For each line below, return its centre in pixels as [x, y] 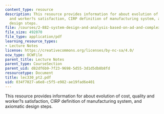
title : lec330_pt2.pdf [28, 77]
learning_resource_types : [31, 41]
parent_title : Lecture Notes [35, 59]
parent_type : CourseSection [34, 64]
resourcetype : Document [29, 73]
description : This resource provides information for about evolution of [82, 14]
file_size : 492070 [24, 32]
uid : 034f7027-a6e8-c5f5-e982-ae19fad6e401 [50, 82]
